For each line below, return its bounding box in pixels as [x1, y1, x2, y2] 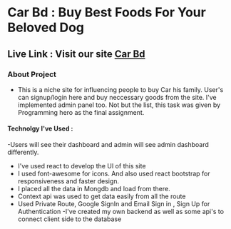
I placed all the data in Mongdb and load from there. [17, 185, 170, 193]
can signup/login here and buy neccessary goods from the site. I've [17, 93, 217, 101]
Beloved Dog [7, 19, 84, 36]
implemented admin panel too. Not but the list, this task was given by [17, 101, 221, 109]
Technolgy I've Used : [7, 124, 73, 133]
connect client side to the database [17, 215, 122, 223]
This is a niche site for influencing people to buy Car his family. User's [17, 85, 224, 93]
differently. [7, 148, 39, 157]
